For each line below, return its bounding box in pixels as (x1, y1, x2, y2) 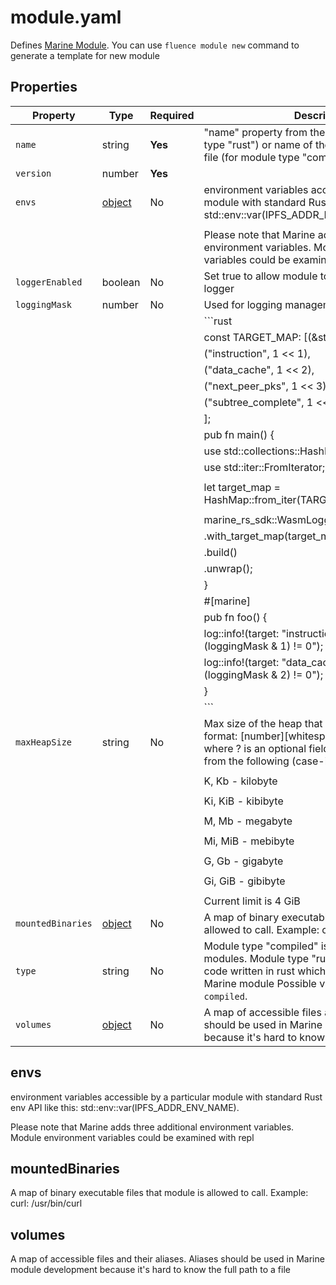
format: (203, 729, 238, 743)
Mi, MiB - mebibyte (203, 834, 295, 848)
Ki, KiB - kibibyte (203, 794, 284, 808)
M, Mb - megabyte (203, 814, 293, 828)
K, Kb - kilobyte (203, 774, 278, 788)
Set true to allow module (203, 269, 318, 283)
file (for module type (203, 150, 300, 164)
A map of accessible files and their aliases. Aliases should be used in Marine (10, 1253, 325, 1265)
